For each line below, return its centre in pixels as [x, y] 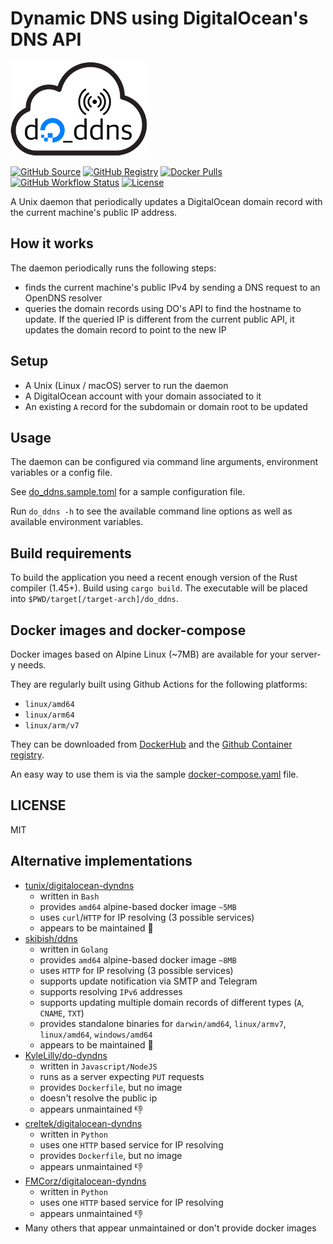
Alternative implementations [101, 861]
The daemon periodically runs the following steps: [113, 268]
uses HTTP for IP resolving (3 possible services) [136, 970]
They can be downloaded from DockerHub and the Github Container [151, 744]
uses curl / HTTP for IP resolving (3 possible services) [147, 917]
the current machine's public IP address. [94, 212]
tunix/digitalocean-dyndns [79, 885]
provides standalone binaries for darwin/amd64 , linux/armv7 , [163, 1023]
